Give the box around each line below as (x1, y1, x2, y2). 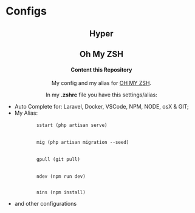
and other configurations (14, 200, 77, 208)
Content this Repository (70, 66, 132, 73)
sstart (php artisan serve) (36, 123, 108, 129)
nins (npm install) (36, 189, 86, 195)
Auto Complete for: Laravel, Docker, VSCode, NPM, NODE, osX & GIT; (14, 103, 189, 110)
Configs (5, 4, 47, 18)
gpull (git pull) (36, 157, 80, 163)
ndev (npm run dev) (36, 174, 86, 180)
